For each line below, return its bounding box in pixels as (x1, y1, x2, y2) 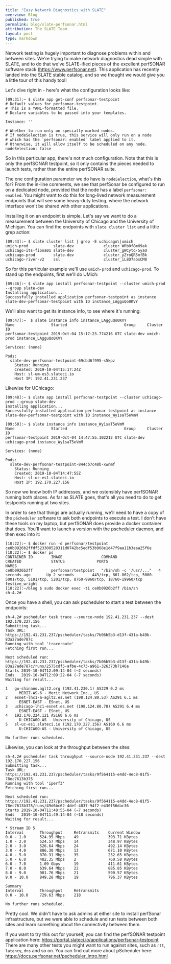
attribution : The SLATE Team (5, 27, 67, 32)
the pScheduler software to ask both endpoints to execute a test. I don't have (5, 514, 166, 521)
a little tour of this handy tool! (5, 77, 67, 83)
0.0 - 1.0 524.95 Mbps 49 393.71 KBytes (5, 834, 138, 839)
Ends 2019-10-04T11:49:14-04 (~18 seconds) (5, 812, 104, 817)
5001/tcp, (5, 577, 27, 582)
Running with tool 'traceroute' (5, 641, 74, 646)
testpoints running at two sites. (5, 499, 70, 506)
